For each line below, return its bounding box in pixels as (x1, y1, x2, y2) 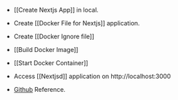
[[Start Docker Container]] (13, 59, 88, 67)
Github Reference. (13, 86, 66, 93)
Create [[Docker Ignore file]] (13, 32, 95, 40)
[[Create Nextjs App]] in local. (13, 6, 99, 14)
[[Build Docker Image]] (13, 46, 79, 53)
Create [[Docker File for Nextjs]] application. (13, 19, 140, 27)
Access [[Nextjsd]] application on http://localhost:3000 (13, 72, 171, 80)
